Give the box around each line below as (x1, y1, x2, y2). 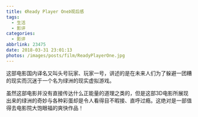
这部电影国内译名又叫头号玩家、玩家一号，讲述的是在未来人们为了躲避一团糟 (6, 69, 192, 77)
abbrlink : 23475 (6, 42, 46, 48)
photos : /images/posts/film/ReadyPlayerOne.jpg (6, 53, 126, 58)
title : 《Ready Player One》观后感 (6, 8, 84, 15)
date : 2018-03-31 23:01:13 (6, 47, 72, 53)
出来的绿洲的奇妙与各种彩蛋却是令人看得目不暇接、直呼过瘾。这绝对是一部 (6, 97, 187, 104)
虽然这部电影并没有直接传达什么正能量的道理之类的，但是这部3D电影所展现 (6, 89, 189, 96)
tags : (6, 14, 19, 20)
